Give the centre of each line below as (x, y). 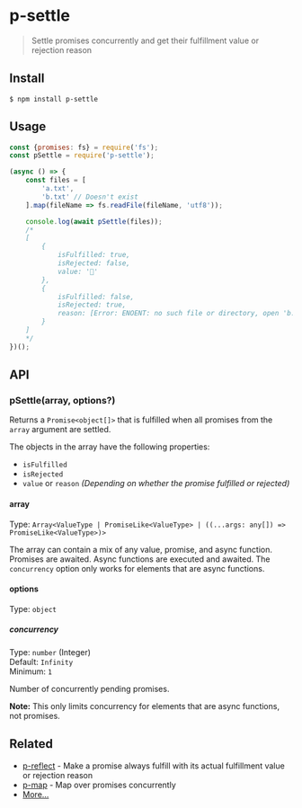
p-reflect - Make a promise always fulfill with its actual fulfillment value (153, 766)
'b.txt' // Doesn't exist (90, 197)
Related (31, 744)
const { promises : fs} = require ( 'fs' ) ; (84, 147)
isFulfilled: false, (96, 297)
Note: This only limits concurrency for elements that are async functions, (145, 706)
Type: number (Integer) (50, 652)
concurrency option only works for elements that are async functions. (137, 568)
